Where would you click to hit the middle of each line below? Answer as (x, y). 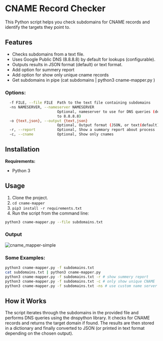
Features (19, 43)
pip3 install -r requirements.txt (47, 208)
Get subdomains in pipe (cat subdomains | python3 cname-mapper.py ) (83, 80)
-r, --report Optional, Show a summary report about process (82, 130)
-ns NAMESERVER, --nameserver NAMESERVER (52, 107)
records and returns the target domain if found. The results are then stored (80, 323)
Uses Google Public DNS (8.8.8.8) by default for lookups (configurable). (84, 59)
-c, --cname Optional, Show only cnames (62, 134)
